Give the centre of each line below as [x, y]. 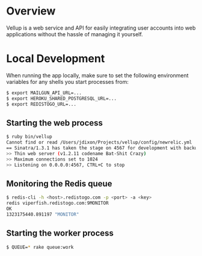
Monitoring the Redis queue [59, 183]
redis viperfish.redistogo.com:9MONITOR [58, 203]
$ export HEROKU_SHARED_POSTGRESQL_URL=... [62, 98]
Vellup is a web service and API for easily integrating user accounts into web [101, 28]
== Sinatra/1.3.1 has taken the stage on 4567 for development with [94, 148]
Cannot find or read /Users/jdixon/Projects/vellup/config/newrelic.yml [99, 142]
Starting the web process [55, 123]
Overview [31, 11]
